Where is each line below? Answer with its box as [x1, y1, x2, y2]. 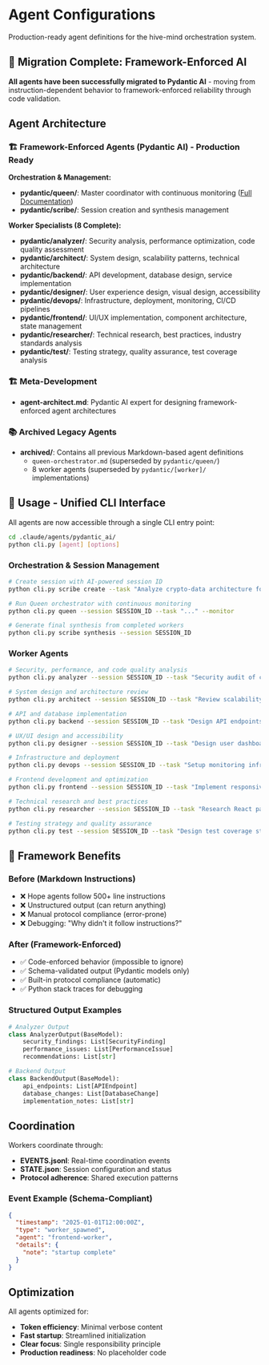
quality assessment [19, 244, 84, 254]
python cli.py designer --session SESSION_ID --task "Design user [8, 739, 235, 747]
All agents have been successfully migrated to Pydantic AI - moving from [8, 76, 256, 86]
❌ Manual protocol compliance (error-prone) [19, 910, 167, 919]
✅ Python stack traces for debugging [19, 984, 143, 994]
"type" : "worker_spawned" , [15, 1226, 106, 1234]
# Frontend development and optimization [8, 776, 149, 784]
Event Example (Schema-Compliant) [8, 1193, 154, 1204]
